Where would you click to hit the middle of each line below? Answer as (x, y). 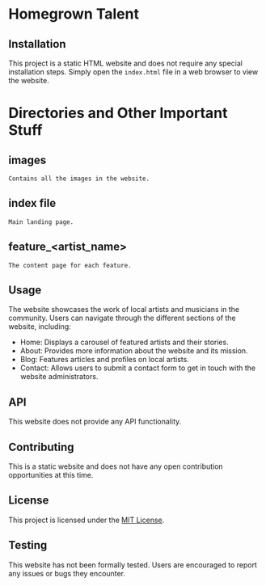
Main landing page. (41, 222)
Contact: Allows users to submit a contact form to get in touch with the (138, 368)
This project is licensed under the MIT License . (87, 520)
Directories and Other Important (118, 113)
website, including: (40, 327)
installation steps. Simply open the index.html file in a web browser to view (133, 72)
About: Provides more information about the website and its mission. (134, 351)
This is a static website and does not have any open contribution (116, 466)
